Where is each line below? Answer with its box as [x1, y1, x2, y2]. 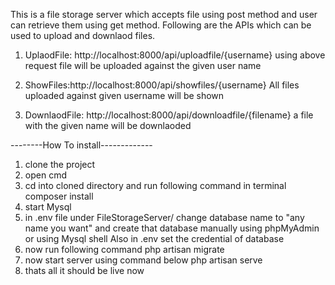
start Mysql [24, 201, 72, 213]
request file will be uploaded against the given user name [24, 60, 262, 71]
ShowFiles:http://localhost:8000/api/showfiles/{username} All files [24, 79, 300, 91]
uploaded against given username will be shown [24, 90, 225, 101]
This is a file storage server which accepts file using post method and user [10, 9, 318, 20]
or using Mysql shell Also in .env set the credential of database [24, 233, 285, 244]
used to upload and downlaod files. [10, 30, 156, 41]
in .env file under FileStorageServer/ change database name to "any [24, 212, 305, 223]
